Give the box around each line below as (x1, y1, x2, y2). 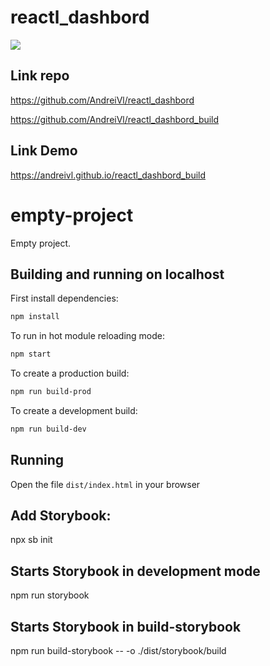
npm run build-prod (10, 387, 92, 397)
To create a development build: (10, 404, 138, 416)
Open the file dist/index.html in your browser (10, 478, 201, 490)
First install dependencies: (10, 292, 119, 305)
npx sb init (10, 534, 53, 546)
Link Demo (10, 142, 78, 160)
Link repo (10, 67, 70, 85)
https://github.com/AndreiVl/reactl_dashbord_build (10, 113, 220, 125)
